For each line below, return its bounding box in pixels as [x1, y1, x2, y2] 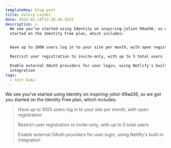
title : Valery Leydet [5, 12, 51, 17]
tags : [5, 72, 17, 78]
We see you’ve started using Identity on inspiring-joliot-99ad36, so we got [5, 91, 161, 97]
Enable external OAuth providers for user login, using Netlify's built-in [17, 132, 164, 138]
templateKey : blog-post [5, 7, 56, 13]
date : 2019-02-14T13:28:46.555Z [5, 17, 74, 22]
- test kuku [10, 77, 36, 82]
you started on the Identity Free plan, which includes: [5, 97, 117, 103]
